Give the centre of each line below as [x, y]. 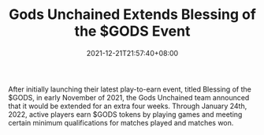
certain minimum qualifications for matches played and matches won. [121, 122]
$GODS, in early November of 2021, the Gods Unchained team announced [129, 97]
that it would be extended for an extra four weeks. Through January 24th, [128, 106]
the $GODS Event [132, 31]
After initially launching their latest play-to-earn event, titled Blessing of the [130, 89]
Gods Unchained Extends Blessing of [132, 15]
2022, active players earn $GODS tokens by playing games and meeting [125, 114]
